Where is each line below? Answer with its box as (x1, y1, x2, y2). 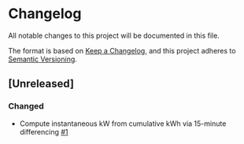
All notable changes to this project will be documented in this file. (8, 31, 220, 40)
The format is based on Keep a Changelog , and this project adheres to (8, 46, 236, 55)
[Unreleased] (8, 77, 75, 90)
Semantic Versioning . (8, 54, 77, 64)
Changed (8, 101, 45, 112)
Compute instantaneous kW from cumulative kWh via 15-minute (19, 119, 227, 128)
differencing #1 (19, 127, 68, 136)
